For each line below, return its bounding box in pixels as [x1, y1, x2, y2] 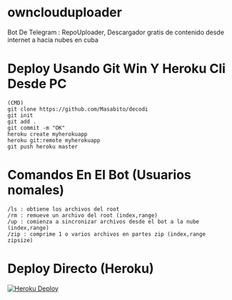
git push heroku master [7, 143, 79, 150]
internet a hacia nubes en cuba [7, 35, 99, 44]
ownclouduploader [7, 4, 123, 21]
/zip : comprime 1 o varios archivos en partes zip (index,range [7, 230, 206, 238]
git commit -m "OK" [7, 124, 66, 131]
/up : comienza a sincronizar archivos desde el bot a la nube [7, 218, 200, 225]
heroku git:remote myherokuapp [7, 136, 101, 144]
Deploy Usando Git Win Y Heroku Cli [7, 61, 226, 77]
